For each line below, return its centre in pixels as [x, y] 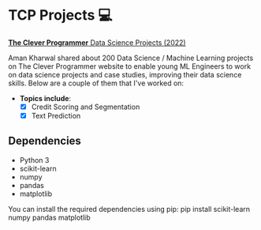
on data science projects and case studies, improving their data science [125, 74]
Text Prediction [56, 116]
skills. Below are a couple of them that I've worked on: [96, 83]
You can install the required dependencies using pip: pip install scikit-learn [129, 209]
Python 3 [34, 160]
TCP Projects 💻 [60, 15]
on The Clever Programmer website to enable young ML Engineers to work [129, 66]
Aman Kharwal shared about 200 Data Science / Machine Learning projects [131, 58]
